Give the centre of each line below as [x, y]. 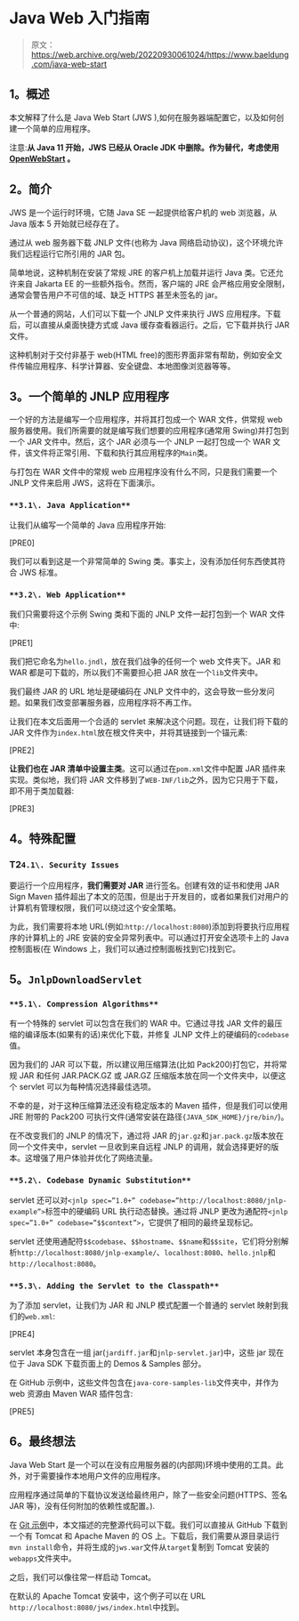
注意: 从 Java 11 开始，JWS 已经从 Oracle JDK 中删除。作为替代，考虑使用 [144, 147]
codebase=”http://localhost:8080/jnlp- [213, 1201]
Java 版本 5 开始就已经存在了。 [67, 223]
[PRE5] [22, 1411]
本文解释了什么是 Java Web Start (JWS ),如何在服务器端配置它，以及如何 [143, 117]
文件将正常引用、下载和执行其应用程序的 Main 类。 [122, 453]
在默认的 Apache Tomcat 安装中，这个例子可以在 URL [108, 1596]
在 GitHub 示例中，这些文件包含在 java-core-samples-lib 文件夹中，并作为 [144, 1382]
